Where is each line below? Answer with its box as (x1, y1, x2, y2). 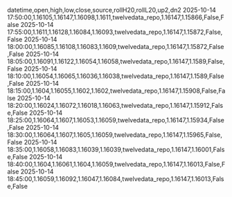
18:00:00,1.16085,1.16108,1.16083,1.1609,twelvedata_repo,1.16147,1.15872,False (7, 43, 224, 50)
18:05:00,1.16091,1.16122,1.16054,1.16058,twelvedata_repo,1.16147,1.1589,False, (7, 57, 225, 65)
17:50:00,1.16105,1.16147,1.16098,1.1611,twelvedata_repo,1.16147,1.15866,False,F (7, 13, 225, 21)
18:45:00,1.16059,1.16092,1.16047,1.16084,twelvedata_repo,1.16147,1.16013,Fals (7, 175, 224, 182)
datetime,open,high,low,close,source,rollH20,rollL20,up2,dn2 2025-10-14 (7, 6, 217, 14)
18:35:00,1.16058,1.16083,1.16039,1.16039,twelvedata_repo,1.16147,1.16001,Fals (7, 145, 225, 153)
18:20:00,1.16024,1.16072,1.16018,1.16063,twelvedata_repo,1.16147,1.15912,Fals (7, 102, 224, 109)
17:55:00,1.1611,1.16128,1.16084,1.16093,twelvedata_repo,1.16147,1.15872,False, (7, 28, 223, 36)
